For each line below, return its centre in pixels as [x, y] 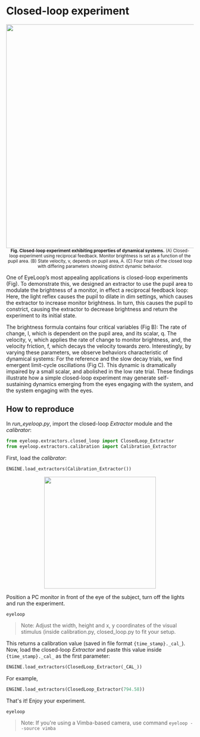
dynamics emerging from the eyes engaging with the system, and [113, 384]
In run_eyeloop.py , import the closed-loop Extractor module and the [89, 423]
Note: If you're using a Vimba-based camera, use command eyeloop [104, 723]
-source [30, 729]
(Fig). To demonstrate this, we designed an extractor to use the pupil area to [100, 283]
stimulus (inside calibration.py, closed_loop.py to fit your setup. [98, 632]
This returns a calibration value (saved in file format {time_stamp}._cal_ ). [96, 643]
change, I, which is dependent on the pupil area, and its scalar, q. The [91, 333]
